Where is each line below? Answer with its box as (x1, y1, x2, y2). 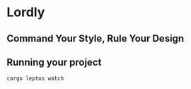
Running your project (6, 56, 102, 68)
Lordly (6, 4, 45, 20)
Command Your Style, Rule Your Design (6, 32, 185, 44)
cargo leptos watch (6, 75, 64, 82)
